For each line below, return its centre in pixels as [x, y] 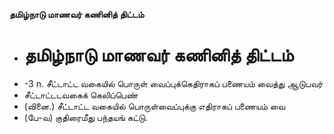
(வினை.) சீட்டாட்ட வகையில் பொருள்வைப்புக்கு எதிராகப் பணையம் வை [154, 106]
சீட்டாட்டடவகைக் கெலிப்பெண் [81, 95]
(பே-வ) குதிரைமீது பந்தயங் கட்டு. [86, 117]
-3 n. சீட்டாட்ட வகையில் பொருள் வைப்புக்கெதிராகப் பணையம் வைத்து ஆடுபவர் [173, 83]
